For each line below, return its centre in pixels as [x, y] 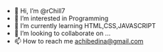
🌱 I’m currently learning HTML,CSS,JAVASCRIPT [85, 26]
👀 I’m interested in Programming [61, 18]
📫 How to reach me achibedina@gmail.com [79, 41]
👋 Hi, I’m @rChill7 [40, 11]
